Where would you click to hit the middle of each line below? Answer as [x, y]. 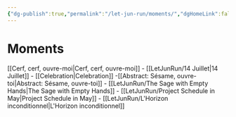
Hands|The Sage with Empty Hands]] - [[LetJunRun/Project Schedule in [111, 91]
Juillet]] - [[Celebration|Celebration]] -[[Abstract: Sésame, [91, 75]
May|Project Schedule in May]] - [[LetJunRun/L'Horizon [88, 98]
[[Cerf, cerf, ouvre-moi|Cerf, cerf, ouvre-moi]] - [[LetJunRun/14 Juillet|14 [113, 68]
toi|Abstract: [25, 83]
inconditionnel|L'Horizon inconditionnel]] [66, 106]
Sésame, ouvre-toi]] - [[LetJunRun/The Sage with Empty [126, 83]
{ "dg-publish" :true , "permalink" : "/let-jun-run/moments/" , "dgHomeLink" [113, 14]
